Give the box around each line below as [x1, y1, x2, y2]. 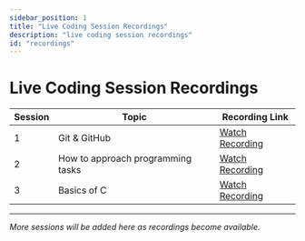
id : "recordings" [9, 38, 75, 48]
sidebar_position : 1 [9, 13, 88, 23]
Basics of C [58, 184, 107, 196]
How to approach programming [58, 152, 192, 165]
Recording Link [221, 111, 289, 124]
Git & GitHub [58, 132, 112, 145]
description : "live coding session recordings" [9, 30, 193, 39]
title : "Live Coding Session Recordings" [9, 22, 169, 31]
